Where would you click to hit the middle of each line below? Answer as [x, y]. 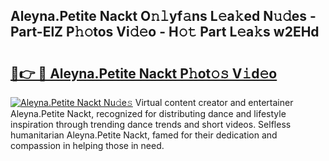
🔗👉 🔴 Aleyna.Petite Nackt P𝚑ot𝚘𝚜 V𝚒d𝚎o [144, 73]
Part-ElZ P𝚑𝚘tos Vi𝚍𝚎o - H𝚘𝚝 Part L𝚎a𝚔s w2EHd [165, 32]
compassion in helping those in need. [87, 145]
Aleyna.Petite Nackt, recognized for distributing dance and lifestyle [148, 113]
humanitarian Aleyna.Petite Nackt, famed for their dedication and [144, 135]
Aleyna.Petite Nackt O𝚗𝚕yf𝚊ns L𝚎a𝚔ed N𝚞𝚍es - [163, 16]
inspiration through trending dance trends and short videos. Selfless [151, 124]
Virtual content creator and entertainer [214, 102]
